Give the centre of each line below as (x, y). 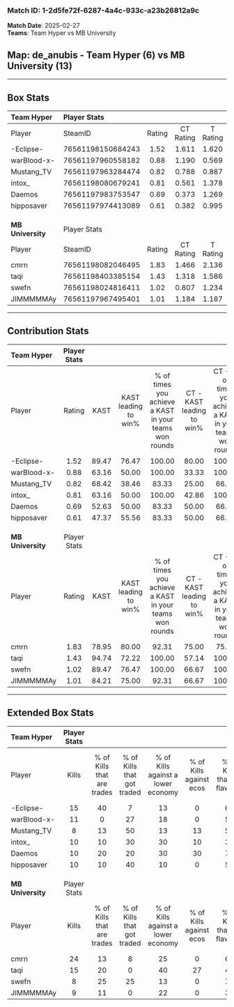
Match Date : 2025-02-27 (44, 26)
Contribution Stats (48, 331)
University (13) (40, 66)
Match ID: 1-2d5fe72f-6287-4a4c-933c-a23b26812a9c (103, 10)
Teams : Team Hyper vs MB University (62, 33)
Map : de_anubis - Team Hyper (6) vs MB (96, 55)
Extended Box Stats (50, 713)
